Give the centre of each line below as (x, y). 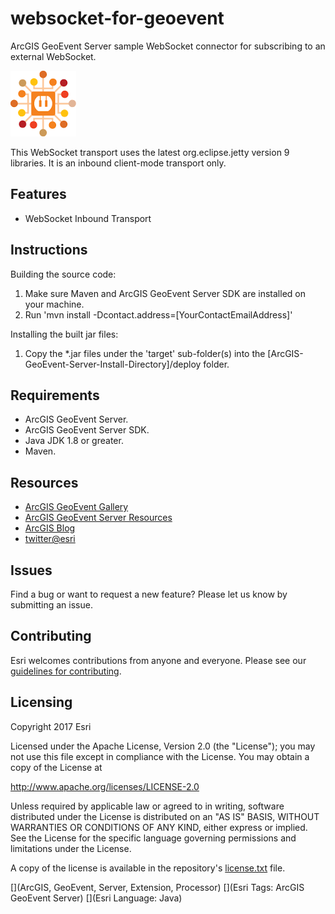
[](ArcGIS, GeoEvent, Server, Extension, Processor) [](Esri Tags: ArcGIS (157, 887)
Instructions (49, 250)
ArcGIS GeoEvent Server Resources (98, 518)
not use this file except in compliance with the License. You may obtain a (160, 756)
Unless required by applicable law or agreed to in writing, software (147, 806)
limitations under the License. (71, 848)
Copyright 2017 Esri (51, 726)
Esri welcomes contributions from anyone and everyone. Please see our (158, 660)
